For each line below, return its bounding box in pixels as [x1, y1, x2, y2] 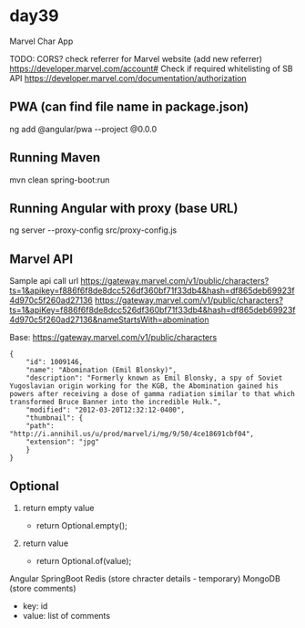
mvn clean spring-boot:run [9, 174, 110, 185]
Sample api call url [9, 276, 79, 287]
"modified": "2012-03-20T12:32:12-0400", [25, 405, 185, 415]
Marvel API [9, 251, 74, 267]
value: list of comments [22, 611, 111, 621]
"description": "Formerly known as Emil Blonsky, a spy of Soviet [25, 373, 283, 383]
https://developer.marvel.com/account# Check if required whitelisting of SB [9, 63, 293, 74]
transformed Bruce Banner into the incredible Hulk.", [9, 398, 222, 407]
